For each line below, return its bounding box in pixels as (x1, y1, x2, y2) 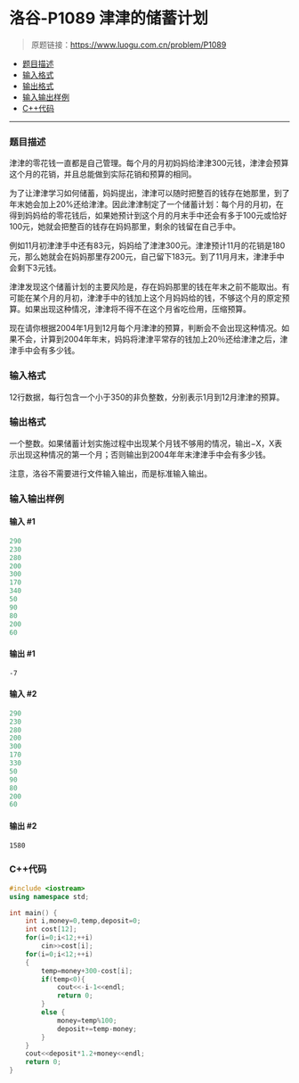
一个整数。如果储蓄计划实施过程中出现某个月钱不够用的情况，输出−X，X (9, 438, 275, 449)
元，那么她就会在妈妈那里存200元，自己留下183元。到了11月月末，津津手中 (9, 252, 285, 262)
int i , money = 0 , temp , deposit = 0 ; (25, 916, 141, 926)
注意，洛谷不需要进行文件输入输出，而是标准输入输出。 (9, 467, 212, 478)
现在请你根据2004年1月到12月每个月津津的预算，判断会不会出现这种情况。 (9, 323, 282, 334)
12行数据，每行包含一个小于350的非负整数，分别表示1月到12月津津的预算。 (9, 392, 285, 402)
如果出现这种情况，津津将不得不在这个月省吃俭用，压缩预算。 (24, 304, 251, 315)
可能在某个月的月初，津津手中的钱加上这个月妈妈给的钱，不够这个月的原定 (9, 293, 282, 303)
